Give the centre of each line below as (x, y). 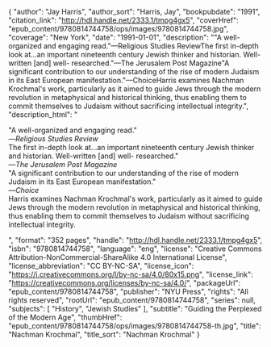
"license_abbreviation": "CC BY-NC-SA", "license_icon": (101, 266)
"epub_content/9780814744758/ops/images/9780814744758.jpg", (119, 29)
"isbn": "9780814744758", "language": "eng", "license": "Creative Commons (135, 249)
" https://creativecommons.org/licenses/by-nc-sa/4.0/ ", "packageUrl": (125, 283)
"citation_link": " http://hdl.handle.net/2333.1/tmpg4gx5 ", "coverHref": (124, 20)
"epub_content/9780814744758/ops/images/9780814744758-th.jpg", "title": (135, 326)
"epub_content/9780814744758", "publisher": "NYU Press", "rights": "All (128, 291)
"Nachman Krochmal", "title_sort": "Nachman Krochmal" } (104, 334)
